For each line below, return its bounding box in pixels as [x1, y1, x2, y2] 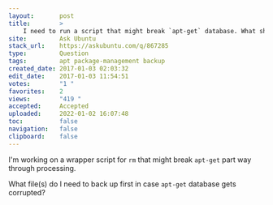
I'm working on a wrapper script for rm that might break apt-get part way [8, 155, 252, 164]
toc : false [8, 117, 79, 126]
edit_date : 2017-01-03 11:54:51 [8, 72, 129, 80]
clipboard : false [8, 132, 79, 140]
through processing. [8, 163, 76, 173]
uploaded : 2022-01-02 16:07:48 [8, 110, 129, 118]
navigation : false [8, 125, 79, 133]
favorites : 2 [8, 87, 63, 96]
